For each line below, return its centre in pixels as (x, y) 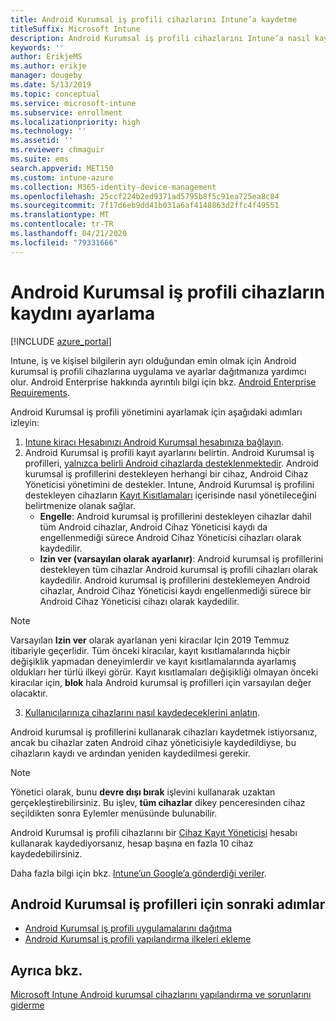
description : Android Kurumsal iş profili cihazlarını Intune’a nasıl (160, 38)
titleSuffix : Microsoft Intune (75, 29)
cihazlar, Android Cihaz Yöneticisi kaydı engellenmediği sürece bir (175, 590)
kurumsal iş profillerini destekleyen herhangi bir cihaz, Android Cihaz (166, 473)
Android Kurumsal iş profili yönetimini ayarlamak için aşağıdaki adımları (156, 412)
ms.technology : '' (48, 131)
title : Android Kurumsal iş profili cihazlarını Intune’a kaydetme (154, 19)
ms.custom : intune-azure (62, 177)
